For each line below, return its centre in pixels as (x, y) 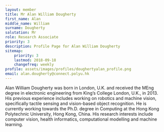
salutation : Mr (21, 33)
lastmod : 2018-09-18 (35, 60)
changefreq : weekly (34, 65)
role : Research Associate (32, 37)
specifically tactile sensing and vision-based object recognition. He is (76, 103)
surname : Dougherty (25, 28)
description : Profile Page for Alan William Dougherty (63, 46)
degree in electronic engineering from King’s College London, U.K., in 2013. (82, 93)
